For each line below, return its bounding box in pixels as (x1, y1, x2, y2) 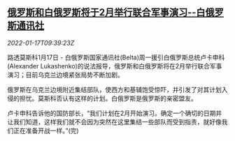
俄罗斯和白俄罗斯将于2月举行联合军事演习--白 (7, 6, 206, 19)
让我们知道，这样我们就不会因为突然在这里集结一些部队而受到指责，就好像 (7, 117, 222, 126)
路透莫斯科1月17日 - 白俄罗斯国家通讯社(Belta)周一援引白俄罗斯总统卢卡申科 (7, 53, 225, 61)
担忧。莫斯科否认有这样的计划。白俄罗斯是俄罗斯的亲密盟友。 (19, 94, 197, 103)
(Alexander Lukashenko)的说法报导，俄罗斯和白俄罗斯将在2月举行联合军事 (7, 61, 222, 70)
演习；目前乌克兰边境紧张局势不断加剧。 (7, 70, 124, 79)
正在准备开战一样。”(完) (13, 126, 79, 135)
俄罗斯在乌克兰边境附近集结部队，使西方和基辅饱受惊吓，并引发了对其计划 (7, 85, 222, 94)
